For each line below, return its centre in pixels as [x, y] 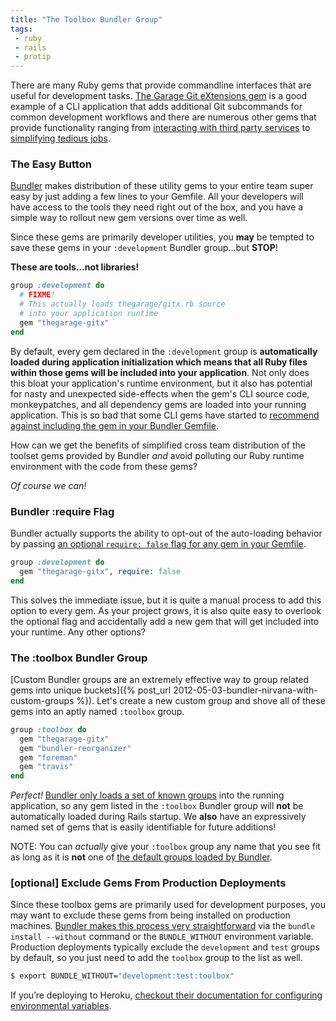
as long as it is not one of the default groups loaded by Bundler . [141, 857]
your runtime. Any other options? [78, 632]
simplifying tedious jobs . [60, 138]
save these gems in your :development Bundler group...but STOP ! [144, 248]
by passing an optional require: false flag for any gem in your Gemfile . [158, 543]
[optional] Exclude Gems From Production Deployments [148, 883]
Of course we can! [48, 485]
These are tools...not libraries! [75, 267]
